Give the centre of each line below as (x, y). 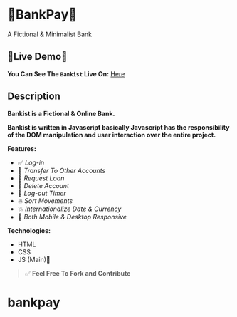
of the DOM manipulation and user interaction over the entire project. (112, 135)
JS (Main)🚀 (34, 259)
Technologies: (29, 230)
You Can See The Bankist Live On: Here (66, 73)
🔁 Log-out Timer (42, 193)
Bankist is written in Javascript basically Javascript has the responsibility (118, 127)
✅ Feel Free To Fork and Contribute (78, 273)
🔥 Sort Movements (45, 201)
